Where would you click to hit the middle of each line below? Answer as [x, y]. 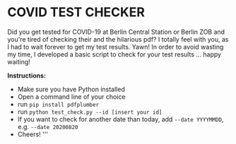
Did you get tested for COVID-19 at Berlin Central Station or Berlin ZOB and [116, 32]
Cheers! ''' [33, 134]
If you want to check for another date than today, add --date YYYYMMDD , [120, 119]
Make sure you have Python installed [71, 89]
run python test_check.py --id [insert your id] [90, 112]
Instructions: [27, 76]
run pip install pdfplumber [58, 104]
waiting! [19, 61]
